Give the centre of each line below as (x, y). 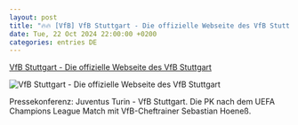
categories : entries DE (53, 42)
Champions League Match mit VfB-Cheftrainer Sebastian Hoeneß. (130, 111)
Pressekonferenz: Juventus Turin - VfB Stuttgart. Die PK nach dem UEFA (142, 102)
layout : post (33, 17)
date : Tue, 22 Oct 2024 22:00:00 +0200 (83, 34)
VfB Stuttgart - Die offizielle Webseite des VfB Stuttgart (110, 67)
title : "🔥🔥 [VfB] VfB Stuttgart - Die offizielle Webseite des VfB (138, 26)
